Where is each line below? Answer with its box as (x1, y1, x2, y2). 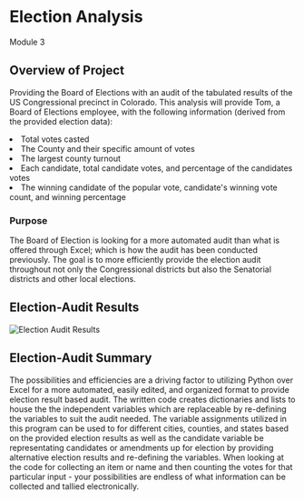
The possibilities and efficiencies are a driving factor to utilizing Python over (9, 375, 293, 386)
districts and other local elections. (9, 274, 136, 285)
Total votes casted (21, 134, 90, 145)
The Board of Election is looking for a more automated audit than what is (9, 235, 279, 246)
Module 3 (9, 36, 45, 47)
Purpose (9, 214, 48, 226)
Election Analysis (9, 6, 143, 27)
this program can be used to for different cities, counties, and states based (9, 423, 289, 434)
